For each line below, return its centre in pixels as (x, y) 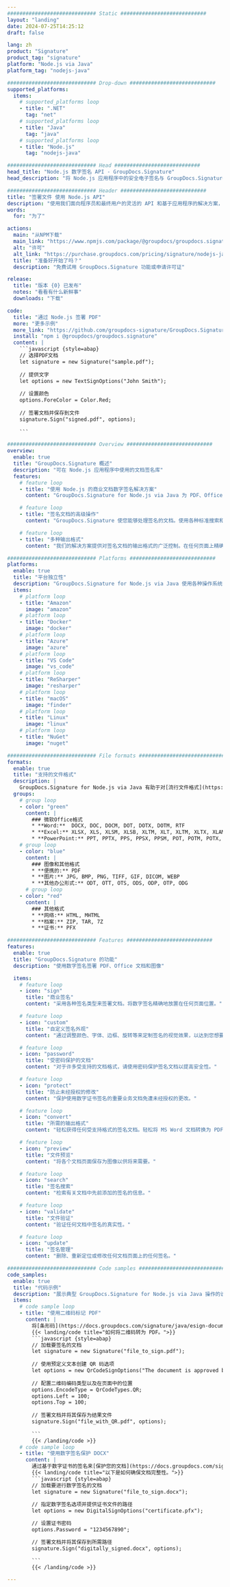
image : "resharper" (53, 686)
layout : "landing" (33, 20)
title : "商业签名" (49, 997)
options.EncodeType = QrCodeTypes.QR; (87, 1390)
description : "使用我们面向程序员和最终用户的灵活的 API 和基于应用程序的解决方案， (115, 203)
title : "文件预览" (49, 1155)
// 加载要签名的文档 (57, 1345)
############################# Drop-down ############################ (111, 83)
